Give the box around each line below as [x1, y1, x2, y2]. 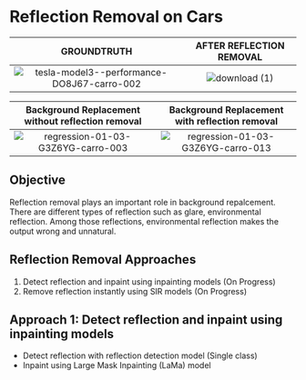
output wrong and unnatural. [9, 225, 117, 236]
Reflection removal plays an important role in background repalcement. [9, 196, 276, 207]
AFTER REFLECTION [195, 39, 285, 52]
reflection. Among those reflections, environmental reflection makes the [9, 215, 280, 226]
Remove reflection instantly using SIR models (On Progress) [22, 285, 248, 296]
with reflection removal [174, 115, 279, 127]
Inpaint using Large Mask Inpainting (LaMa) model [22, 360, 211, 371]
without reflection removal [24, 115, 142, 127]
